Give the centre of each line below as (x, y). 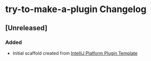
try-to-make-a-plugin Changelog (76, 9)
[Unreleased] (26, 28)
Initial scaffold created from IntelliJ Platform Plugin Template (75, 53)
